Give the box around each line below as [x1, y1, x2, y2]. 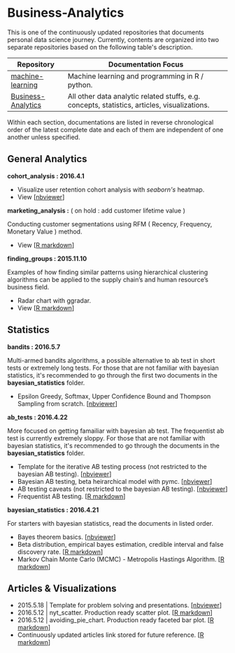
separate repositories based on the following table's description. [7, 43, 193, 51]
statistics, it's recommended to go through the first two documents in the [7, 371, 218, 379]
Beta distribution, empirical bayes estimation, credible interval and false [17, 540, 224, 548]
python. [67, 80, 93, 89]
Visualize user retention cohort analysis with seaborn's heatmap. [17, 185, 205, 194]
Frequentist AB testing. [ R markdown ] [17, 491, 126, 501]
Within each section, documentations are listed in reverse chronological [7, 117, 214, 127]
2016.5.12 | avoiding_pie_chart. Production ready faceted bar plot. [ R [17, 616, 215, 624]
